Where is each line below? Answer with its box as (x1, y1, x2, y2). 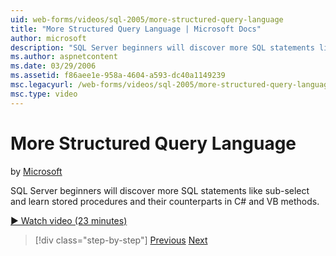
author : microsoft (10, 33, 87, 43)
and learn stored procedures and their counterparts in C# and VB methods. (10, 195, 320, 207)
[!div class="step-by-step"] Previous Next (34, 234, 208, 246)
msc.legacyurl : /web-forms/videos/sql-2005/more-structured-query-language (10, 80, 333, 90)
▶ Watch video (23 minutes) (10, 214, 128, 226)
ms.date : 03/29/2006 (10, 61, 97, 71)
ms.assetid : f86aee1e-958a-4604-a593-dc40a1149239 (10, 71, 226, 81)
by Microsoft (10, 165, 63, 177)
